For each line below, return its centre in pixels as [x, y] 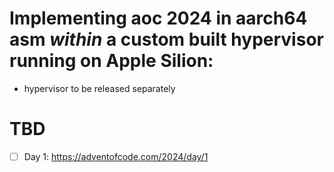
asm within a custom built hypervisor [166, 39]
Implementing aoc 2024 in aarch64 [158, 18]
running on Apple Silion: [111, 61]
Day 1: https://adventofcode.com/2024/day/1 [116, 156]
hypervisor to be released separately [99, 88]
